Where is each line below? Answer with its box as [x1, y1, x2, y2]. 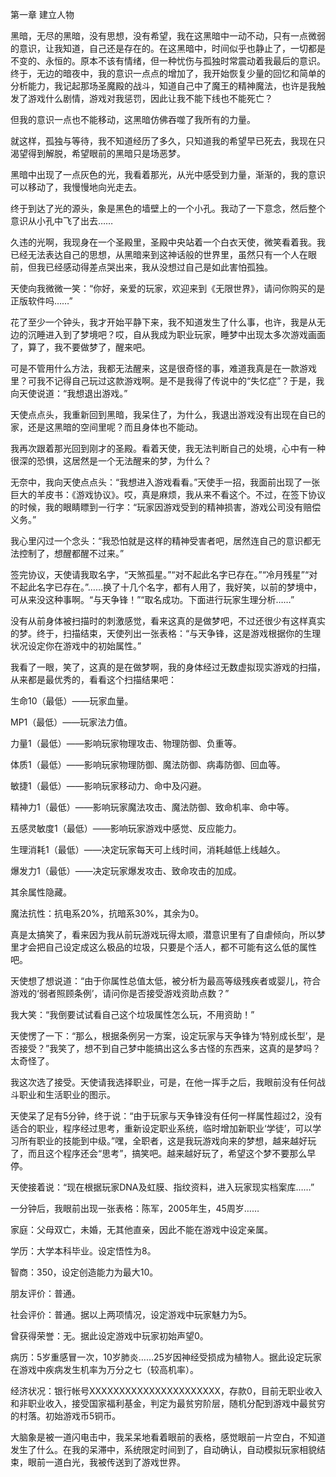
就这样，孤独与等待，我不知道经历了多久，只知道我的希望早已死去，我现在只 [10, 135, 326, 147]
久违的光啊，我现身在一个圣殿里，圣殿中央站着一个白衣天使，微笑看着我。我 [10, 236, 326, 248]
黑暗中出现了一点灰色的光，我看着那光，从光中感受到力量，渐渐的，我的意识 [10, 169, 326, 180]
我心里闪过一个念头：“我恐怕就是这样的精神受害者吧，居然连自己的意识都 [10, 535, 313, 547]
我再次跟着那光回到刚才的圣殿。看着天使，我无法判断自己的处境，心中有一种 [10, 443, 326, 454]
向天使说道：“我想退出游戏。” [10, 388, 128, 399]
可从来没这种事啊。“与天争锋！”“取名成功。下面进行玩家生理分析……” [10, 594, 295, 605]
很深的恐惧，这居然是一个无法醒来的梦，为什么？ [10, 455, 212, 467]
